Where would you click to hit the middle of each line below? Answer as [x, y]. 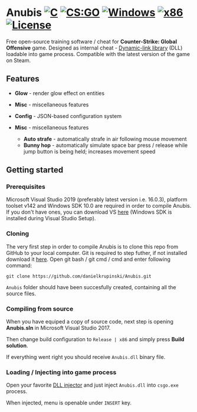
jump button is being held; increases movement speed [89, 151]
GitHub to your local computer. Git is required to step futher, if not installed [97, 253]
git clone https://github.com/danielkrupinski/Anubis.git [79, 276]
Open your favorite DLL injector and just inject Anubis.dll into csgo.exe [92, 385]
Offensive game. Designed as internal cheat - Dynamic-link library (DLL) [94, 48]
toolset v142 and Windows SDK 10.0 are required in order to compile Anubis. [99, 206]
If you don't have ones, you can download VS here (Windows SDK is [89, 212]
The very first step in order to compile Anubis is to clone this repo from [92, 246]
